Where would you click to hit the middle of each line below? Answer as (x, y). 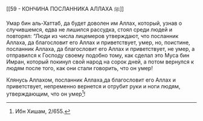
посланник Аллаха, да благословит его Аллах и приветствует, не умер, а (101, 49)
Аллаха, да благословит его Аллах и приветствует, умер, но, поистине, (98, 42)
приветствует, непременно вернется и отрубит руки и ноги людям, (93, 86)
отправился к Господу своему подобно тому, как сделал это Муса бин (98, 55)
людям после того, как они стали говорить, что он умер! (79, 68)
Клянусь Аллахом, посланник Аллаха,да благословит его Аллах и (91, 80)
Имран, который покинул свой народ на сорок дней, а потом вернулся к (100, 62)
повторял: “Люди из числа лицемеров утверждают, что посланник (92, 36)
